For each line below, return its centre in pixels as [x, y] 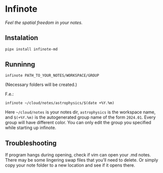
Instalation [21, 38]
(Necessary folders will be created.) [41, 85]
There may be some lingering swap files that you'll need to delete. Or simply [82, 160]
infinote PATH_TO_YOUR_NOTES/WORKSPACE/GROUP [52, 76]
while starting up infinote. [31, 128]
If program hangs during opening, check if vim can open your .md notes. [78, 155]
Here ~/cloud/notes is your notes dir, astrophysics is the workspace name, [80, 112]
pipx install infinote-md [31, 49]
